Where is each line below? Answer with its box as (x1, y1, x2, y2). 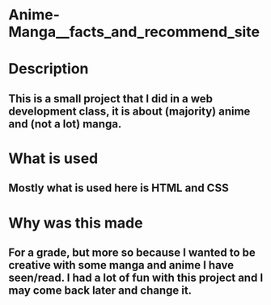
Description (8, 60, 89, 78)
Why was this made (8, 214, 143, 232)
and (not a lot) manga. (8, 117, 122, 131)
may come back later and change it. (8, 283, 193, 297)
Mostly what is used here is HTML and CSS (8, 182, 229, 195)
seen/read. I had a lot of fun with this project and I (8, 270, 264, 284)
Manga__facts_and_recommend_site (8, 23, 260, 41)
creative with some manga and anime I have (8, 258, 235, 272)
